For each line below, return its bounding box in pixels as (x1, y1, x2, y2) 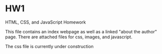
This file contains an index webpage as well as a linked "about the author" (5, 28, 157, 34)
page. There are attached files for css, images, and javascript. (5, 34, 133, 40)
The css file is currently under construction (5, 43, 94, 49)
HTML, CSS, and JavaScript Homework (5, 19, 86, 25)
